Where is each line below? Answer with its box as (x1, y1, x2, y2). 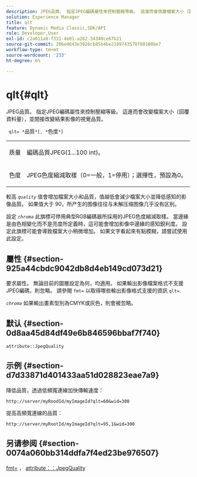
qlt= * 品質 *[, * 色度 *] (8, 128, 64, 135)
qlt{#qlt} (6, 88, 49, 102)
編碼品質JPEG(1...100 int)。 (26, 148, 104, 157)
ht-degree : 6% (6, 57, 41, 63)
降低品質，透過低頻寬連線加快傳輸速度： (6, 387, 104, 394)
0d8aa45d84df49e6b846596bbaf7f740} (6, 328, 161, 338)
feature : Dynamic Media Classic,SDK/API (6, 25, 107, 31)
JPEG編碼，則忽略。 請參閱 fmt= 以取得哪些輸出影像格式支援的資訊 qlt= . (6, 287, 181, 294)
